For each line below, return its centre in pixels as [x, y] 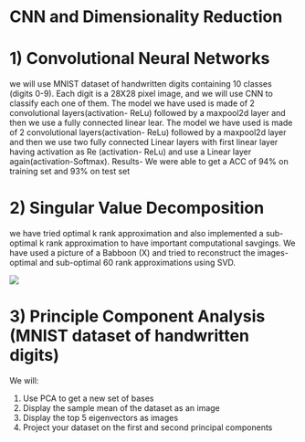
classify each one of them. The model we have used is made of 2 [132, 103]
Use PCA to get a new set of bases [88, 398]
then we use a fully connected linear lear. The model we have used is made [151, 123]
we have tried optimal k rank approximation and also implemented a [137, 234]
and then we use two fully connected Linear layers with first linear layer [144, 142]
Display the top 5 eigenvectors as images [100, 418]
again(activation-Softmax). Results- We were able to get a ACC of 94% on [149, 162]
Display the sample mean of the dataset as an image [121, 408]
